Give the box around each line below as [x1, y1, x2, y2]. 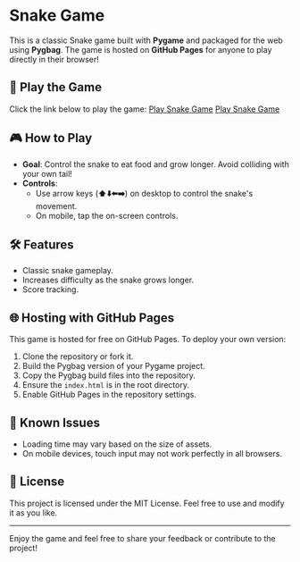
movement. [35, 200, 78, 211]
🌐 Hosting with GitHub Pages [9, 310, 175, 325]
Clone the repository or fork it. [21, 351, 134, 362]
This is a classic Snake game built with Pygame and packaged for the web [9, 35, 283, 46]
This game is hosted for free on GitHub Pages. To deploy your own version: [9, 334, 287, 345]
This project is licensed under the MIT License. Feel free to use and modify [9, 498, 285, 508]
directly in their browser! [9, 54, 100, 64]
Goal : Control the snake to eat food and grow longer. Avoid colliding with [21, 158, 290, 170]
